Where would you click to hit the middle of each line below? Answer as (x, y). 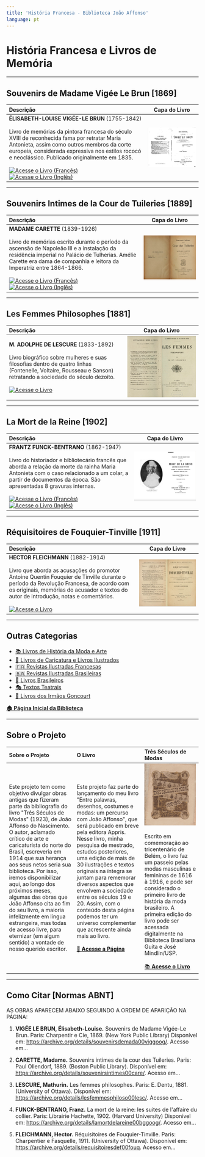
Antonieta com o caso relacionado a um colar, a (69, 473)
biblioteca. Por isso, (34, 871)
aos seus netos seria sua (40, 865)
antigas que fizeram (34, 800)
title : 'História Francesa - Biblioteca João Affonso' (77, 13)
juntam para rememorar (106, 878)
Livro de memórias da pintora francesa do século (70, 132)
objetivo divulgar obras (38, 793)
